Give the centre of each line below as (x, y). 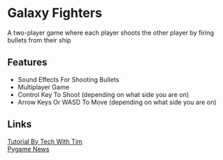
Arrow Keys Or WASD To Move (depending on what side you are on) (117, 102)
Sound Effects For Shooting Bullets (68, 79)
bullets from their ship (39, 40)
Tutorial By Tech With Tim (45, 141)
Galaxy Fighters (55, 13)
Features (27, 63)
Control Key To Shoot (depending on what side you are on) (103, 94)
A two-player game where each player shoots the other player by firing (111, 33)
